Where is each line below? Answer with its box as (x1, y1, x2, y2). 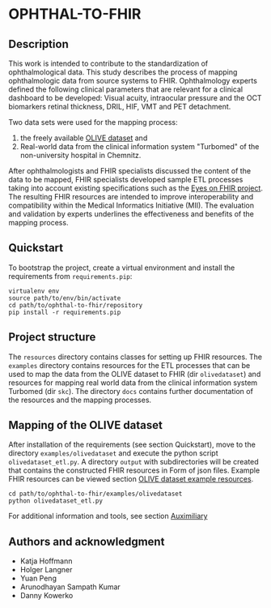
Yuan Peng (19, 573, 57, 584)
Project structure (8, 330, 96, 345)
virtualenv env (8, 287, 60, 295)
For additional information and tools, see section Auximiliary (8, 512, 208, 521)
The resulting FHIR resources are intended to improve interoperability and (8, 192, 254, 201)
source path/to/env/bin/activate (8, 293, 121, 302)
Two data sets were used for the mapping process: (8, 118, 178, 126)
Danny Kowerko (19, 591, 74, 601)
